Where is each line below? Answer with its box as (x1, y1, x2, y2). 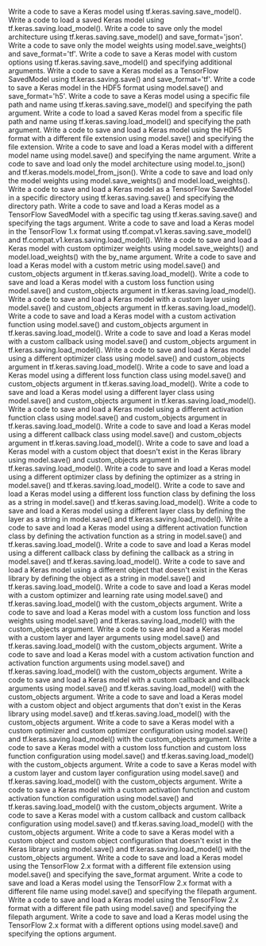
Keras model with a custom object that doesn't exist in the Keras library (8, 447, 241, 456)
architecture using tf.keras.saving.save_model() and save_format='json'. (8, 32, 244, 41)
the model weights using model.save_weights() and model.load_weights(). (8, 176, 250, 186)
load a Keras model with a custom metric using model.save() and (8, 260, 221, 270)
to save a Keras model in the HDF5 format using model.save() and (8, 83, 224, 92)
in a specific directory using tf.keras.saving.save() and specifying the (8, 193, 234, 202)
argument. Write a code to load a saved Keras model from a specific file (8, 108, 243, 118)
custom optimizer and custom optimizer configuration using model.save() (8, 726, 249, 735)
